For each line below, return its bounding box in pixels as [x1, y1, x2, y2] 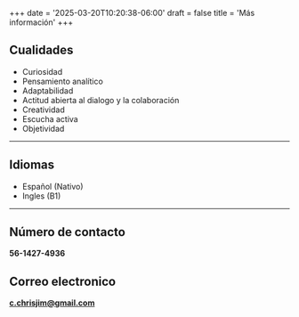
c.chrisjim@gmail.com [9, 297, 95, 308]
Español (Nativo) [21, 181, 84, 191]
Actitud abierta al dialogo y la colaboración [21, 94, 180, 105]
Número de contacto [9, 224, 126, 240]
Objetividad [21, 123, 65, 134]
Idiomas [9, 158, 55, 173]
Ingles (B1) [21, 191, 61, 201]
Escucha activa [21, 113, 78, 124]
